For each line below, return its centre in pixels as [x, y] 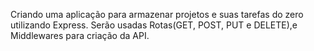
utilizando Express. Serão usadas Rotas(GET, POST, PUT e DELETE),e [154, 25]
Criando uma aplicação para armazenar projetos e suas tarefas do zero [157, 14]
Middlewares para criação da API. [80, 35]
